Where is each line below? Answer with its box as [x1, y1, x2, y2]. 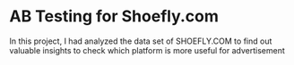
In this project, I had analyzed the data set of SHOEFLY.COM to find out [9, 36, 272, 46]
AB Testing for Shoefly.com [9, 6, 220, 27]
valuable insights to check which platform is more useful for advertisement [9, 45, 285, 55]
